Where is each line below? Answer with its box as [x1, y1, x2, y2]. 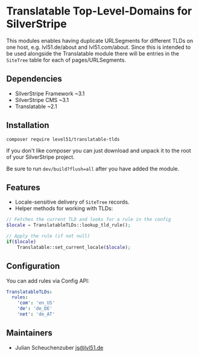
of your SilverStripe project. [6, 153, 75, 161]
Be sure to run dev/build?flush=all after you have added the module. [6, 165, 180, 172]
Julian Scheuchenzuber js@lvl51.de [14, 344, 104, 351]
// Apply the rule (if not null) [6, 233, 90, 239]
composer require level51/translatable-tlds [6, 136, 120, 143]
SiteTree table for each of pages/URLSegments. [6, 56, 127, 63]
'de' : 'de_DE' [17, 306, 52, 312]
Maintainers [6, 328, 53, 338]
